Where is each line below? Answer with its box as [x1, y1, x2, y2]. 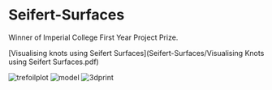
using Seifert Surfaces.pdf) [8, 57, 99, 66]
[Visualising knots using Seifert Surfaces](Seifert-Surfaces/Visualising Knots [8, 48, 265, 58]
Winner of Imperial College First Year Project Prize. [8, 32, 179, 42]
